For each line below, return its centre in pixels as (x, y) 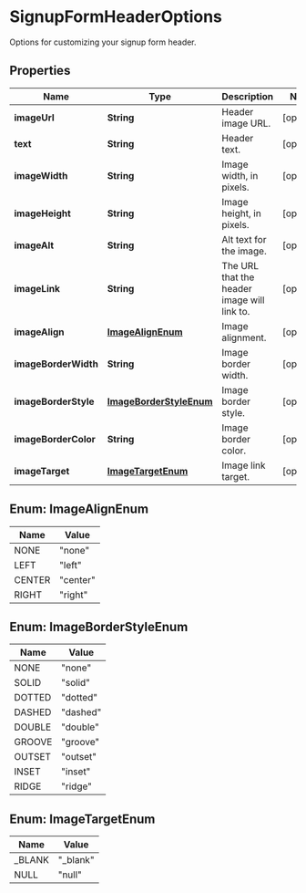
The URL (240, 265)
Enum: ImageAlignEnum (79, 509)
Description (248, 96)
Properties (40, 71)
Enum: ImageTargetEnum (82, 819)
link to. (236, 311)
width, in (240, 175)
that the (238, 277)
